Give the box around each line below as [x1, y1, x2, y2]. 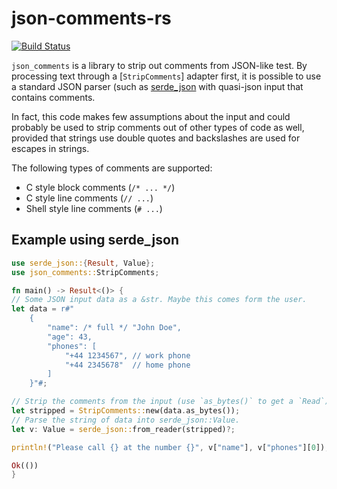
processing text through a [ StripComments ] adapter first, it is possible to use [11, 70, 322, 82]
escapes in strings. [11, 142, 90, 154]
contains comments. [11, 91, 96, 103]
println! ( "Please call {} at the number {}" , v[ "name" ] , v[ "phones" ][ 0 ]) [11, 442, 326, 452]
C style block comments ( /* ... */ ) [25, 181, 176, 193]
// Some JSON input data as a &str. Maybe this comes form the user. [11, 295, 308, 305]
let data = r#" [11, 304, 75, 314]
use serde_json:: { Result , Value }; [11, 258, 156, 268]
